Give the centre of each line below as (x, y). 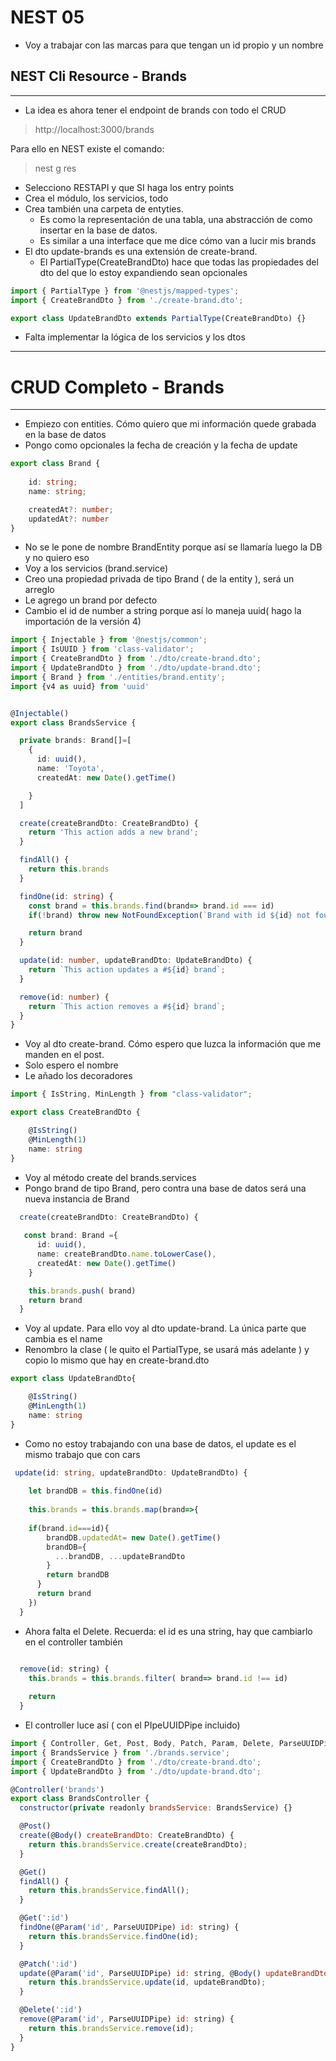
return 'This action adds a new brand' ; (113, 832)
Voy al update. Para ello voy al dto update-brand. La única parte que (165, 1328)
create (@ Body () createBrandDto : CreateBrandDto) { (127, 1836)
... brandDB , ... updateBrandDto (120, 1556)
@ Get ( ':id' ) (44, 1918)
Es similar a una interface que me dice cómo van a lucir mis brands (178, 240)
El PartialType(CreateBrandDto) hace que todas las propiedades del (179, 262)
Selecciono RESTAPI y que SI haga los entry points (129, 187)
